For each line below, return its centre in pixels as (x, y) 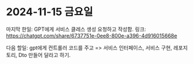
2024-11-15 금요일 (50, 12)
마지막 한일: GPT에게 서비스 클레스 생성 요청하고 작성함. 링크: (76, 29)
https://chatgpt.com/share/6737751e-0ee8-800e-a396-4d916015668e (92, 35)
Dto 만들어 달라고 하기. (45, 55)
